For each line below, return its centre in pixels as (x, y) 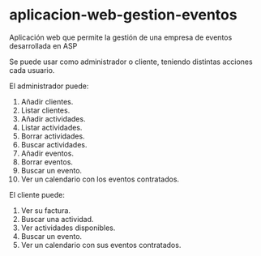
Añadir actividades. (53, 118)
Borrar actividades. (53, 136)
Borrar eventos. (47, 162)
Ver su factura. (46, 210)
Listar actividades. (51, 127)
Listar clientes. (45, 110)
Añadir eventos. (47, 153)
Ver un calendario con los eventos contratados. (100, 179)
